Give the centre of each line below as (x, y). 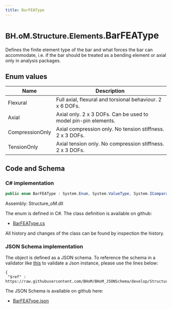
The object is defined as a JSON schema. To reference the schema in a (80, 258)
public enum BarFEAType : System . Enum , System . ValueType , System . (78, 194)
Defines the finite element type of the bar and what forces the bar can (79, 50)
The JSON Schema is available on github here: (54, 291)
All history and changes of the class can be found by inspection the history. (85, 233)
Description (110, 91)
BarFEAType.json (31, 301)
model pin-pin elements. (86, 121)
